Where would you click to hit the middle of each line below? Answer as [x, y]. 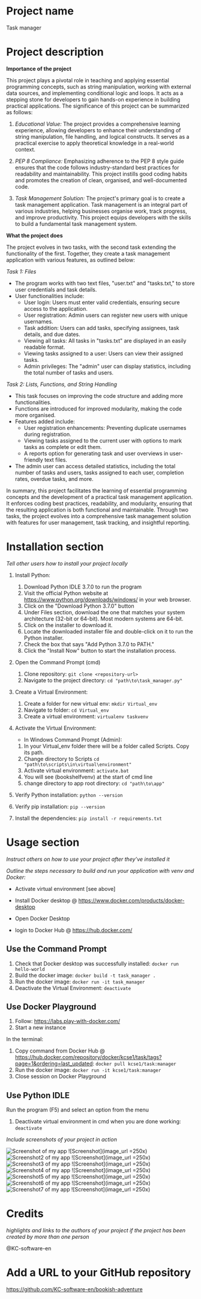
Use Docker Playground [51, 1007]
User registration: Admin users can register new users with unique [106, 315]
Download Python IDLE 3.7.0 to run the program [83, 587]
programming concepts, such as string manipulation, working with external [99, 87]
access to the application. [56, 308]
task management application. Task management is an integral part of [101, 204]
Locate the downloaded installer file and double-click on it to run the [108, 631]
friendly [33, 460]
